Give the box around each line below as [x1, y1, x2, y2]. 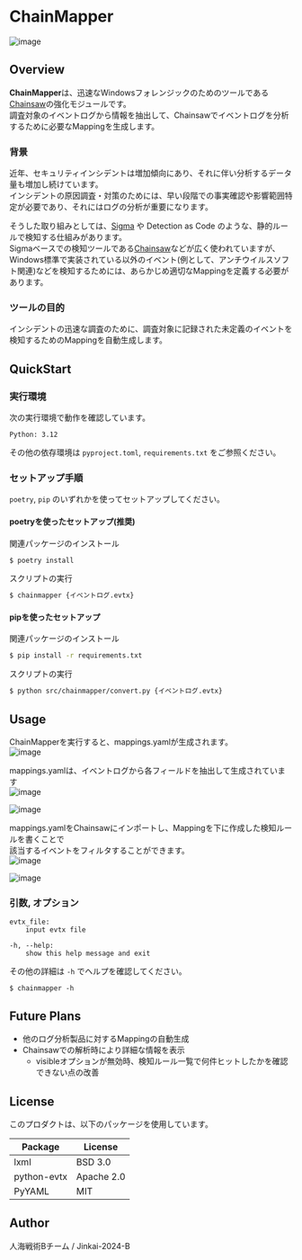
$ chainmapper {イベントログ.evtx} [9, 591, 135, 600]
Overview [9, 62, 66, 77]
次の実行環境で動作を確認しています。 [9, 412, 151, 424]
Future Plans [9, 1008, 82, 1023]
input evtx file [25, 925, 87, 934]
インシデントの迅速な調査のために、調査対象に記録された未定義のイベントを [9, 324, 293, 335]
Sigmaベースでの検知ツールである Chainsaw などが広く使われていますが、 [9, 243, 280, 254]
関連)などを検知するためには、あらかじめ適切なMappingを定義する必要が [16, 265, 289, 276]
